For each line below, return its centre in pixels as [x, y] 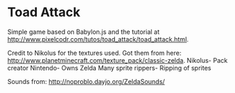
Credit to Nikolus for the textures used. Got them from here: [94, 53]
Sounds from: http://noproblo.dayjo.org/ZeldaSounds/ [86, 81]
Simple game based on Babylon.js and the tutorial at [83, 32]
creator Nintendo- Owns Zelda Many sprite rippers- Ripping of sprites [109, 68]
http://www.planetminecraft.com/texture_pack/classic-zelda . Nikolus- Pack [117, 60]
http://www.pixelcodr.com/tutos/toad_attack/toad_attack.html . [98, 39]
